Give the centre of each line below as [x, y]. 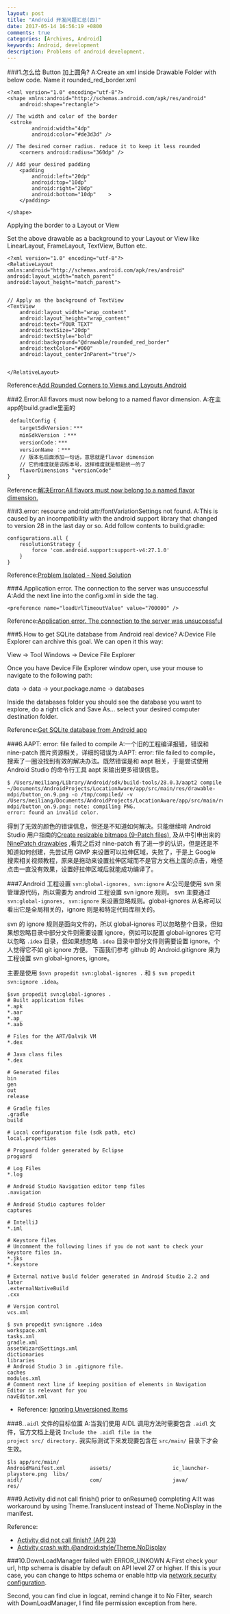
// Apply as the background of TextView [66, 300]
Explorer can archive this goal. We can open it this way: [85, 641]
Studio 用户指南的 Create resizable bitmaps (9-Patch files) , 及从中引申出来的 [114, 835]
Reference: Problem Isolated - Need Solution [69, 575]
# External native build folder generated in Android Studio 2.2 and [108, 1277]
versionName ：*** [45, 450]
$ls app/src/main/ [33, 1462]
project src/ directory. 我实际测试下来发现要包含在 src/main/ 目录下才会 [113, 1440]
